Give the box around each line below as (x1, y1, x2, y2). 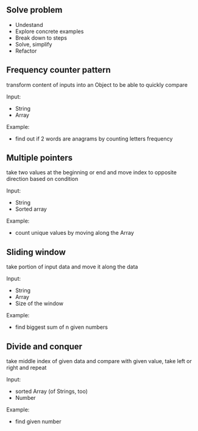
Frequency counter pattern (6, 65, 111, 75)
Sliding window (6, 247, 66, 257)
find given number (15, 418, 62, 425)
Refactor (15, 47, 37, 54)
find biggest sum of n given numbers (15, 323, 108, 331)
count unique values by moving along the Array (15, 229, 134, 237)
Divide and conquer (6, 341, 83, 352)
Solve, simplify (15, 40, 52, 48)
